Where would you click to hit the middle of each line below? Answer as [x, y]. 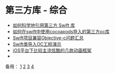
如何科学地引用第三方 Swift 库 [44, 25]
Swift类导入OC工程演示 [37, 44]
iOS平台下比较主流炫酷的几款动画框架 [52, 50]
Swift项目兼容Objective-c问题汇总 [48, 38]
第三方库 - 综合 [36, 10]
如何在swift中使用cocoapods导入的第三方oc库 [61, 31]
